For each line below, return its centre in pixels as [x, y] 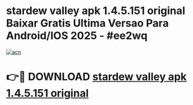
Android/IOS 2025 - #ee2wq [77, 36]
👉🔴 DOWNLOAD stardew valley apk [97, 77]
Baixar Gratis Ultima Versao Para [88, 23]
